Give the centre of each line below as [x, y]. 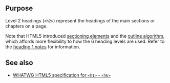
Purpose [19, 8]
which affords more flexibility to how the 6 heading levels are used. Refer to [85, 41]
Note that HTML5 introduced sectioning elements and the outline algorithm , [85, 36]
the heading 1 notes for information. [43, 47]
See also [19, 63]
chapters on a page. [26, 26]
